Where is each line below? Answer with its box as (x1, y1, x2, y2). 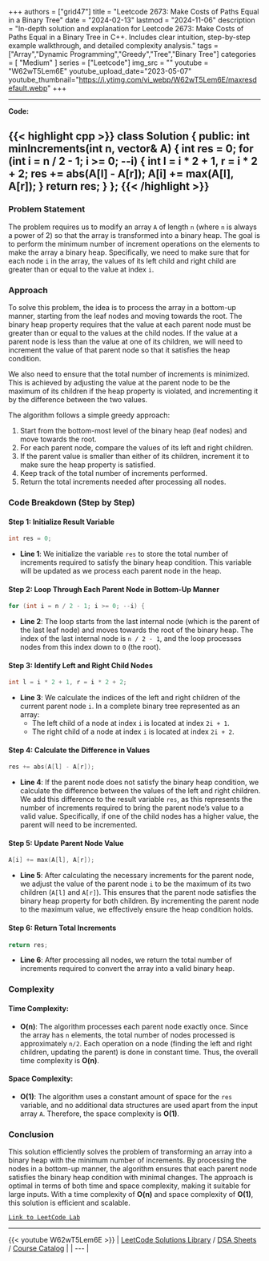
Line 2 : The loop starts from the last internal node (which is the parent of (19, 617, 260, 626)
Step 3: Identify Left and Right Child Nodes (8, 660, 154, 670)
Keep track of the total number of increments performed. (19, 468, 208, 477)
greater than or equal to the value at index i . (8, 264, 155, 274)
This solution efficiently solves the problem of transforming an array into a (8, 1147, 253, 1156)
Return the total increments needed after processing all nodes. (19, 477, 227, 486)
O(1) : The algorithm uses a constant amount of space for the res (19, 1091, 232, 1101)
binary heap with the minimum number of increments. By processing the (8, 1155, 247, 1165)
